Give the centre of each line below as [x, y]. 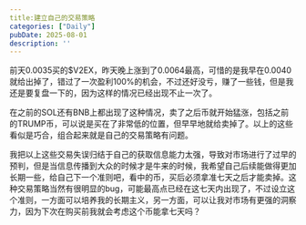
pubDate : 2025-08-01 [49, 35]
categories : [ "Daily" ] [52, 26]
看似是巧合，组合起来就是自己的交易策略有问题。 [101, 135]
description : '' [40, 43]
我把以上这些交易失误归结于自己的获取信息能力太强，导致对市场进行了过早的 [153, 155]
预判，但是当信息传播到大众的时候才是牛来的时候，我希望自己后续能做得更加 [153, 166]
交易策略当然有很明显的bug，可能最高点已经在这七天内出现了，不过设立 [152, 189]
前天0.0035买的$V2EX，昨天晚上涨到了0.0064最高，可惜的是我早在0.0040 [151, 70]
